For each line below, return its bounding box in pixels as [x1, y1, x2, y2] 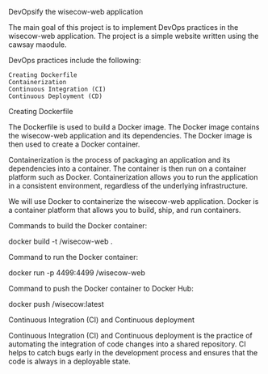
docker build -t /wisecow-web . [8, 236, 113, 246]
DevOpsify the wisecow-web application [8, 7, 144, 16]
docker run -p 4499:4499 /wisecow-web [8, 268, 145, 278]
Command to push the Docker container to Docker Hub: [8, 283, 194, 293]
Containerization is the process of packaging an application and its [8, 155, 231, 164]
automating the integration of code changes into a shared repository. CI [8, 339, 246, 349]
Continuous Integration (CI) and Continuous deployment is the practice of [8, 331, 253, 340]
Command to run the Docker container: [8, 253, 139, 261]
